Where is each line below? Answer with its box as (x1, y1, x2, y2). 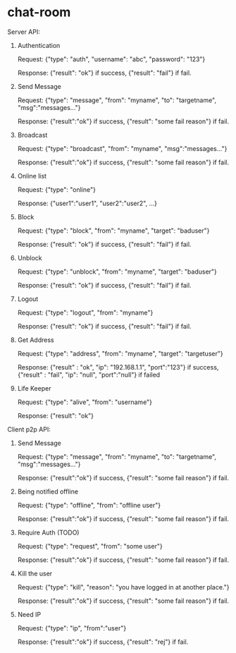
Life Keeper (17, 384, 51, 392)
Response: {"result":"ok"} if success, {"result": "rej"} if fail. (17, 637, 189, 646)
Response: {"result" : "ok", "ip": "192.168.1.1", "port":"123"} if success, (17, 362, 219, 371)
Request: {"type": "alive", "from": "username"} (17, 398, 153, 406)
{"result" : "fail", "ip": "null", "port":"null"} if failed (17, 370, 161, 379)
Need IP (17, 610, 41, 618)
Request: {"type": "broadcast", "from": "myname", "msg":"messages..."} (17, 144, 228, 152)
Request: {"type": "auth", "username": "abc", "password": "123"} (17, 54, 206, 63)
